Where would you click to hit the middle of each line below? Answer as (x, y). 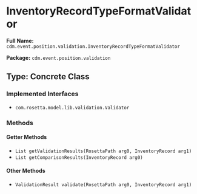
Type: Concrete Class (48, 77)
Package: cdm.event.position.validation (58, 57)
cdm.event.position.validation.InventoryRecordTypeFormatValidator (93, 47)
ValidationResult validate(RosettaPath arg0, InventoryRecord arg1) (103, 185)
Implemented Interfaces (42, 94)
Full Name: (20, 40)
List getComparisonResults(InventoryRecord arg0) (79, 157)
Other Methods (26, 171)
